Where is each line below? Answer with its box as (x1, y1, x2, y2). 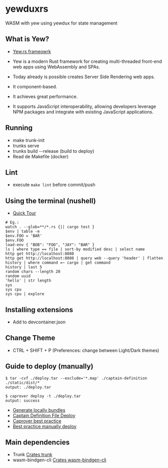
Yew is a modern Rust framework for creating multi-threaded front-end (12, 58, 162, 64)
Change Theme (5, 334, 55, 342)
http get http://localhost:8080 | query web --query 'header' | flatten (5, 256, 163, 261)
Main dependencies (5, 438, 70, 447)
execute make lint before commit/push (12, 182, 95, 188)
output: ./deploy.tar (5, 384, 52, 390)
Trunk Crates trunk (12, 452, 53, 458)
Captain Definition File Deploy (12, 412, 76, 418)
